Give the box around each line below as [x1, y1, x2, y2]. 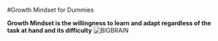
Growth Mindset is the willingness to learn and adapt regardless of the [7, 19, 211, 27]
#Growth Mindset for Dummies [7, 6, 94, 14]
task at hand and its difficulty [7, 27, 93, 34]
